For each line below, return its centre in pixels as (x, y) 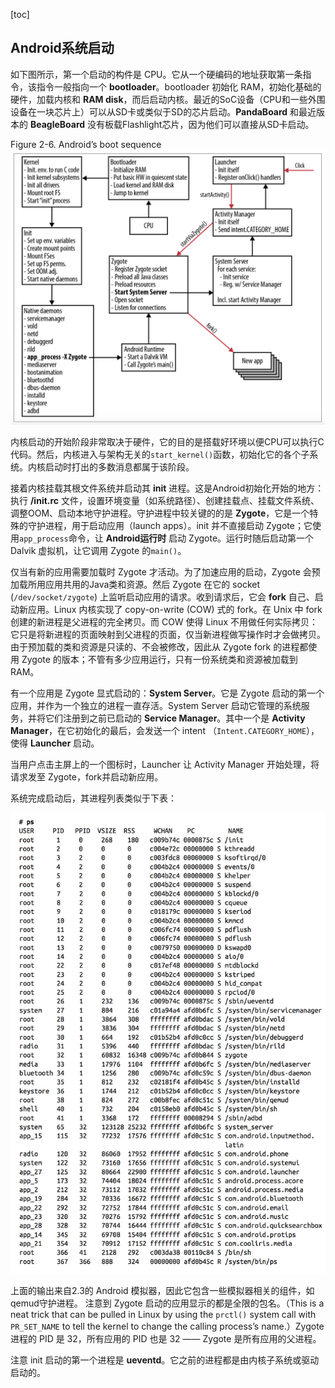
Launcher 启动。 (64, 743)
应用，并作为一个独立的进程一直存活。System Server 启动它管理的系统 (156, 705)
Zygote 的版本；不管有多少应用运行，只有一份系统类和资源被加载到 (159, 659)
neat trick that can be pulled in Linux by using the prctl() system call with (163, 1315)
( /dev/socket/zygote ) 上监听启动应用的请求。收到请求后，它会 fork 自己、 (162, 596)
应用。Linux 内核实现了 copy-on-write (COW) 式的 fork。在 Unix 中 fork (175, 609)
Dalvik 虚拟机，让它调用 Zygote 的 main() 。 (98, 550)
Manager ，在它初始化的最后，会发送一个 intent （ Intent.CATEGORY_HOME (158, 730)
